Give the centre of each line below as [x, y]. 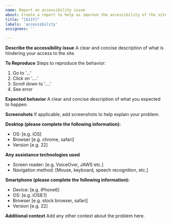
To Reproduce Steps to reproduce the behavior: [55, 63]
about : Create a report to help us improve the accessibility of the [81, 15]
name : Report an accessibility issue [45, 10]
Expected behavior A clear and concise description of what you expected [83, 99]
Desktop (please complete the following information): [63, 124]
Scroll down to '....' [32, 84]
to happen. [17, 104]
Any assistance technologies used [42, 155]
